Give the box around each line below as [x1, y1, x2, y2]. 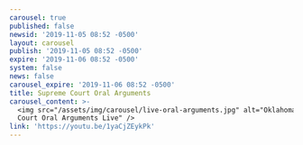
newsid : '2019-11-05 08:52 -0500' [9, 30, 140, 39]
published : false [9, 22, 75, 31]
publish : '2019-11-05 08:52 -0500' [9, 47, 143, 56]
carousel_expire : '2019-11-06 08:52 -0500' [9, 80, 176, 89]
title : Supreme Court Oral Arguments [9, 88, 151, 97]
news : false [9, 72, 54, 81]
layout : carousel [9, 38, 75, 48]
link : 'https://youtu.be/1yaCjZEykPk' [9, 122, 155, 131]
